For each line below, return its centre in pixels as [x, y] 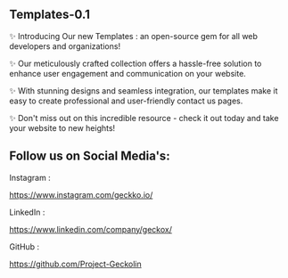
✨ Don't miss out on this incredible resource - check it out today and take [144, 118]
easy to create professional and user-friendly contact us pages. [126, 101]
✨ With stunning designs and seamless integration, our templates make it [144, 90]
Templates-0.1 [50, 15]
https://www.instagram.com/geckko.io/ [81, 194]
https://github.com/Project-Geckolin [76, 264]
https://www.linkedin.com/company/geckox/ [91, 229]
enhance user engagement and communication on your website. [128, 73]
